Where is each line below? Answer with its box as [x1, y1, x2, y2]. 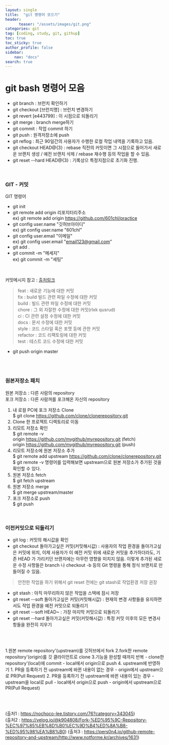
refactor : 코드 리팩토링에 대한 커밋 [17, 332, 87, 338]
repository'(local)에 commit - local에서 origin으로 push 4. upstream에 [5, 660, 147, 666]
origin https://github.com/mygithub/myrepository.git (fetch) [12, 436, 136, 442]
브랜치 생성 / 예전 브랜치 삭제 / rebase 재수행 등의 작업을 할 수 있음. [18, 151, 151, 157]
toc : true [5, 36, 26, 41]
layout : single [5, 7, 37, 13]
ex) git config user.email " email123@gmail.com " [12, 239, 112, 245]
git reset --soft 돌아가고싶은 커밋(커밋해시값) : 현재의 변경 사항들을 [12, 596, 145, 603]
